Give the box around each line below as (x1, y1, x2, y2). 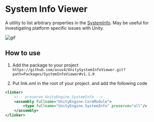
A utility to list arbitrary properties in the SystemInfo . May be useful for (5, 20, 149, 26)
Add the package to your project (12, 62, 79, 68)
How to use (5, 49, 41, 57)
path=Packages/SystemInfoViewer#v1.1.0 (12, 72, 95, 77)
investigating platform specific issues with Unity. (5, 25, 104, 31)
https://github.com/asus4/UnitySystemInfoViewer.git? (12, 67, 126, 72)
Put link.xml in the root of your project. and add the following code (12, 80, 148, 86)
